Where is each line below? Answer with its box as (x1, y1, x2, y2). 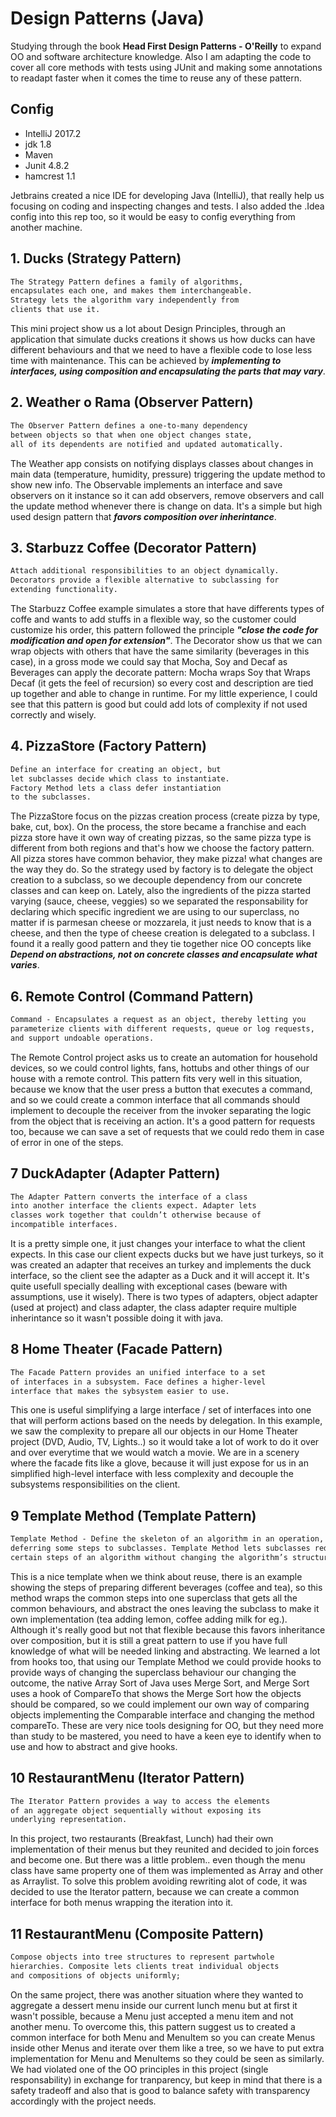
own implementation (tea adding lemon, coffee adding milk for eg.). (10, 1613, 288, 1625)
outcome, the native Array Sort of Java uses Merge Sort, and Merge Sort (10, 1677, 310, 1689)
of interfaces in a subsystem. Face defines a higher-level (10, 1377, 267, 1387)
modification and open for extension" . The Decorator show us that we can (10, 634, 323, 646)
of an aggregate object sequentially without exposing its (10, 1805, 262, 1816)
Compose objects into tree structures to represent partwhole (10, 1952, 275, 1962)
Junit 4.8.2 (24, 159, 70, 171)
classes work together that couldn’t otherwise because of (10, 1210, 262, 1221)
